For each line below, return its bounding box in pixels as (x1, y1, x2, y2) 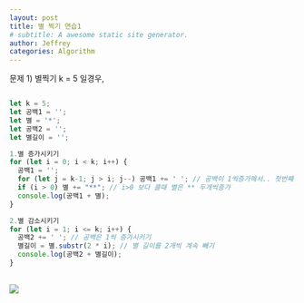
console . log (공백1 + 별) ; (17, 191, 111, 200)
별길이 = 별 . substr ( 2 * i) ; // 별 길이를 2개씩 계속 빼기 (17, 241, 215, 250)
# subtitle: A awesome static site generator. (9, 30, 189, 39)
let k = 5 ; (9, 99, 51, 109)
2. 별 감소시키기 (9, 216, 60, 225)
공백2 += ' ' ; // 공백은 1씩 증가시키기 (17, 233, 152, 242)
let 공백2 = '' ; (9, 124, 67, 133)
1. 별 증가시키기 (9, 149, 60, 159)
